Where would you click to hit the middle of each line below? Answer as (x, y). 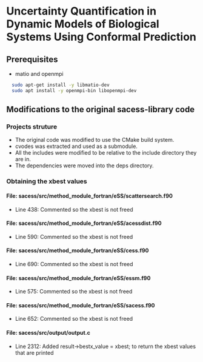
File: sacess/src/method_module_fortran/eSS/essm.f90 (78, 278)
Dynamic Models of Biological (83, 24)
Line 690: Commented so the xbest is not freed (74, 264)
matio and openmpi (39, 74)
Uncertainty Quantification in (81, 11)
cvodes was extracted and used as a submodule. (76, 146)
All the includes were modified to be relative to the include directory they (106, 153)
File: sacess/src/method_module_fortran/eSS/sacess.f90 (81, 305)
